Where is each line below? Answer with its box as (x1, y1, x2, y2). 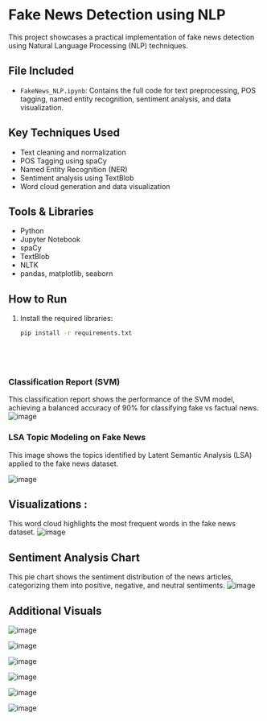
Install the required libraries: (19, 314, 113, 323)
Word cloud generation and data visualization (19, 181, 170, 191)
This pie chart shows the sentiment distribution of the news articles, (8, 572, 233, 582)
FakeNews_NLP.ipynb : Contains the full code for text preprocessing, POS (19, 85, 256, 95)
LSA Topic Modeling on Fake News (8, 432, 146, 443)
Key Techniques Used (8, 126, 121, 140)
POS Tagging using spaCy (19, 155, 107, 166)
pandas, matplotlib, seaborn (19, 269, 113, 278)
